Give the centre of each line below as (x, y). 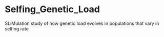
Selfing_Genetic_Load (53, 9)
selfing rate (17, 28)
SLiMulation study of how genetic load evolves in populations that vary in (82, 23)
